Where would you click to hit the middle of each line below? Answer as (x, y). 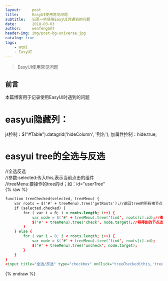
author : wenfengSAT (30, 29)
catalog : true (20, 38)
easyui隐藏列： (37, 119)
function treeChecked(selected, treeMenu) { (52, 199)
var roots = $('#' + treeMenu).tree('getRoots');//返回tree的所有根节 (86, 204)
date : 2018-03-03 (30, 24)
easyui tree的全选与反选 (55, 157)
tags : (11, 43)
